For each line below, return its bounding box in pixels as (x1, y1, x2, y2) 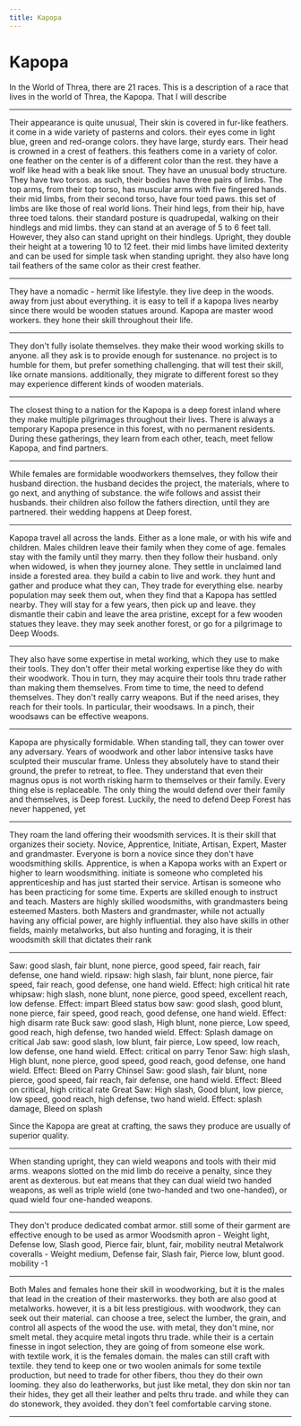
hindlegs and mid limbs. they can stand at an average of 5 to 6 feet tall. (9, 222, 271, 233)
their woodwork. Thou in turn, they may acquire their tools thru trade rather (9, 673, 287, 683)
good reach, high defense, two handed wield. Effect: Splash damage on (9, 1026, 274, 1037)
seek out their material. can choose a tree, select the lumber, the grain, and (9, 1312, 287, 1323)
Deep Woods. (9, 628, 60, 638)
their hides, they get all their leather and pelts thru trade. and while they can (9, 1388, 289, 1399)
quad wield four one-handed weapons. (9, 1193, 153, 1204)
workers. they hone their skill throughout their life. (9, 314, 193, 325)
